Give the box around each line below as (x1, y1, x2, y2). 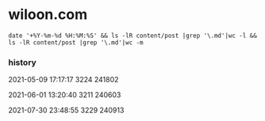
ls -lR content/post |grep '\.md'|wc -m (8, 38, 144, 47)
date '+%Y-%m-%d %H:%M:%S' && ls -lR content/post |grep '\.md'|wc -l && (8, 32, 258, 40)
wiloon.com (8, 6, 88, 24)
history (8, 57, 37, 68)
